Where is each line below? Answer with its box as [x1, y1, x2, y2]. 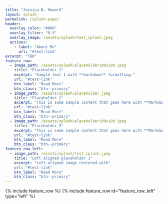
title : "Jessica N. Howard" [5, 7, 64, 12]
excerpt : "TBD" [5, 53, 37, 59]
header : [5, 21, 21, 26]
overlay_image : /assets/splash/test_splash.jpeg [9, 35, 113, 40]
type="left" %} [5, 193, 36, 200]
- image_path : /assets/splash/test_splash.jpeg [9, 151, 111, 156]
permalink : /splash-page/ [5, 16, 59, 21]
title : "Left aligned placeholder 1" [14, 156, 93, 161]
